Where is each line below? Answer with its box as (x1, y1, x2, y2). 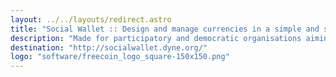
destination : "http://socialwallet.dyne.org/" (10, 42, 208, 53)
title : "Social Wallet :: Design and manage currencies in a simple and (10, 24, 320, 34)
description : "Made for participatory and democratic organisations (10, 33, 302, 43)
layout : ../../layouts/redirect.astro (10, 14, 172, 25)
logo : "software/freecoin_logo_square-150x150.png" (10, 52, 230, 62)
